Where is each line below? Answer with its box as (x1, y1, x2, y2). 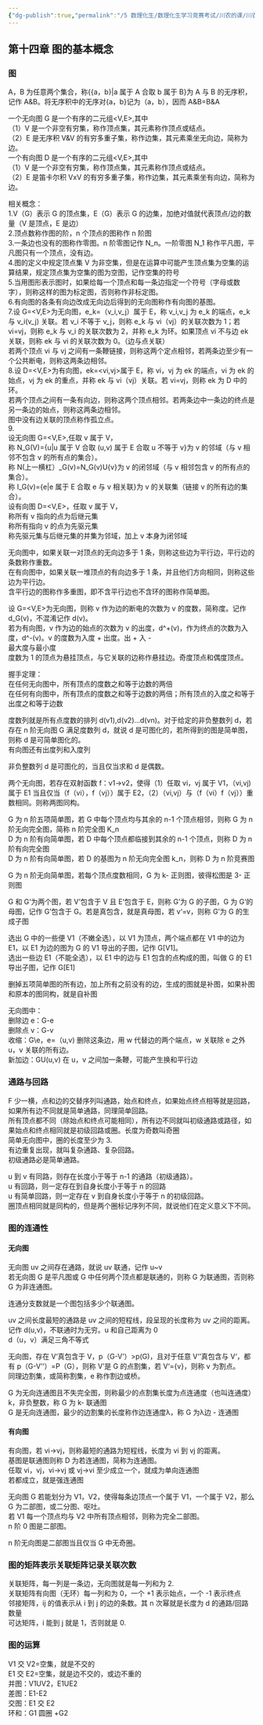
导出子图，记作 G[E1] (8, 963, 76, 972)
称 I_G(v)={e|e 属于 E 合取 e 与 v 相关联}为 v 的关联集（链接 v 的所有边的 (8, 482, 241, 491)
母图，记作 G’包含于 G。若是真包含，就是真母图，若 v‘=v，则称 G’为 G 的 (8, 907, 243, 917)
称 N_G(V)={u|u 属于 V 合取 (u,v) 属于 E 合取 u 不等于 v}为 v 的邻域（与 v (8, 443, 242, 452)
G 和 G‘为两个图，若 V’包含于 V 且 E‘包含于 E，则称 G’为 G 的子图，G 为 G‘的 (8, 897, 254, 906)
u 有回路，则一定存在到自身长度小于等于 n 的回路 (8, 1181, 167, 1191)
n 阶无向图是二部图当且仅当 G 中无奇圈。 (8, 1537, 140, 1547)
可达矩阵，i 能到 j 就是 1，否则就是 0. (8, 1618, 127, 1628)
